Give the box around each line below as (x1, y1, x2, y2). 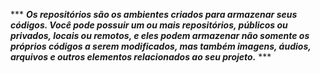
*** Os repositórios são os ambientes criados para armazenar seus (10, 9, 298, 20)
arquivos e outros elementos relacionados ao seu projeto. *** (10, 51, 272, 63)
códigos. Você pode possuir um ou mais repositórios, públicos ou (10, 19, 288, 31)
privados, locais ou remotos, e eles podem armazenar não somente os (10, 30, 310, 41)
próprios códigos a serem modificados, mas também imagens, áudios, (10, 40, 312, 52)
